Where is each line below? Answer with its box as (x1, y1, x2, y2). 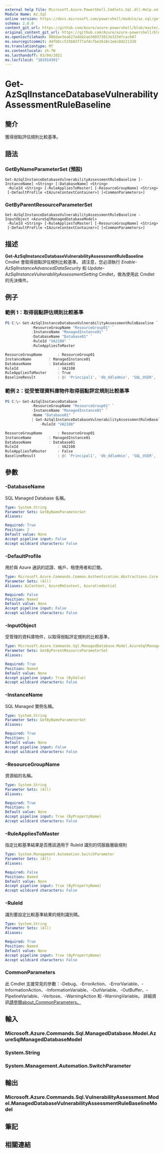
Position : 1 (5, 735, 29, 741)
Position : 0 (5, 805, 29, 810)
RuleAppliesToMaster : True (5, 370, 71, 375)
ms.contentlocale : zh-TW (5, 48, 56, 53)
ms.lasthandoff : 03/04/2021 (5, 52, 62, 58)
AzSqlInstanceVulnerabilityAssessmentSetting (5, 271, 98, 277)
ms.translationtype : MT (5, 44, 54, 49)
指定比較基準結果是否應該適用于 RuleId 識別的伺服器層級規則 (5, 842, 127, 848)
